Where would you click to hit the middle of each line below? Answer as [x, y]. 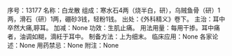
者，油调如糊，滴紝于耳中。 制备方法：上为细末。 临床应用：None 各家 [110, 36]
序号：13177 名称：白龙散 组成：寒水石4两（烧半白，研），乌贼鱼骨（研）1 [114, 10]
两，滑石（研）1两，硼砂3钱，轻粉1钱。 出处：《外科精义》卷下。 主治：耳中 [116, 19]
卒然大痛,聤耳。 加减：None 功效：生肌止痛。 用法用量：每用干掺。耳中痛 [114, 28]
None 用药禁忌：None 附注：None [69, 45]
